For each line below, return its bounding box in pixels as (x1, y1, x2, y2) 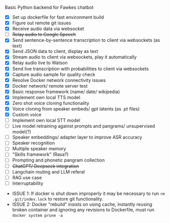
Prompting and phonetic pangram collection (12, 157, 105, 163)
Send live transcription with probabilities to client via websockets (12, 66, 149, 72)
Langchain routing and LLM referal (12, 169, 85, 175)
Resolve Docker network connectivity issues (12, 77, 106, 83)
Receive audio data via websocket (12, 25, 85, 32)
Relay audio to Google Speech (12, 32, 76, 38)
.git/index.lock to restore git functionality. (12, 196, 104, 202)
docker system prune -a (12, 213, 63, 218)
